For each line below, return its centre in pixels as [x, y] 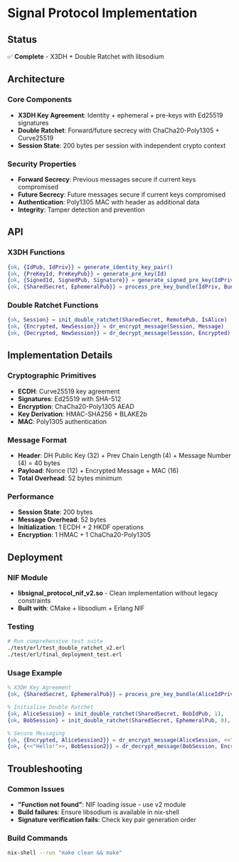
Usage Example [35, 673]
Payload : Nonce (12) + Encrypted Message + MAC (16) [98, 471]
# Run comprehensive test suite [55, 642]
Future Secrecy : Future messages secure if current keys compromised [122, 194]
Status [22, 40]
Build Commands [38, 838]
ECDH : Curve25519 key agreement [69, 391]
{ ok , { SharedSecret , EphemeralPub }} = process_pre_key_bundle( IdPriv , [114, 287]
